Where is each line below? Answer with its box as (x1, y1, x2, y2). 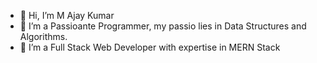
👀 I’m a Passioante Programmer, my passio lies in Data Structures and (19, 20, 307, 32)
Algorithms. (19, 31, 68, 42)
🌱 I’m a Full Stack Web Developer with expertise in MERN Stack (19, 41, 281, 53)
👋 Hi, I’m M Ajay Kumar (19, 10, 115, 21)
